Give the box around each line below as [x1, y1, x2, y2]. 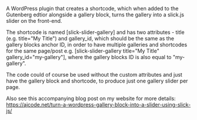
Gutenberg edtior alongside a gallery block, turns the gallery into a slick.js [6, 11, 185, 18]
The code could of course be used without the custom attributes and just [6, 71, 183, 78]
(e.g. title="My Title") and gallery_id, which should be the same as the [6, 35, 175, 42]
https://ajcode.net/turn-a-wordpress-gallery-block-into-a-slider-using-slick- [6, 101, 191, 108]
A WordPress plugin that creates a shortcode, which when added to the [6, 5, 179, 12]
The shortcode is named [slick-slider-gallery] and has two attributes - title [6, 29, 185, 36]
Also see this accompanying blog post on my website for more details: [6, 95, 176, 102]
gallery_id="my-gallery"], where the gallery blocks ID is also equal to [6, 54, 172, 60]
